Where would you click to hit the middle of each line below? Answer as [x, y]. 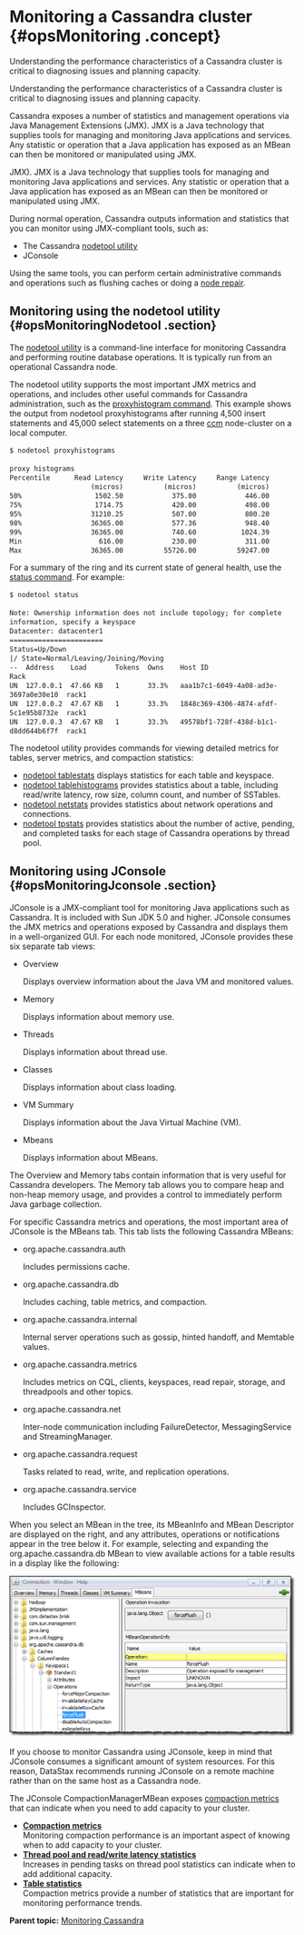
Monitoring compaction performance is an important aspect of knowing [156, 1835]
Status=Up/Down [38, 649]
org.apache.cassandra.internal [80, 1319]
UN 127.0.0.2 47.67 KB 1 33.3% [89, 703]
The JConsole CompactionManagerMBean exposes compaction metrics [144, 1799]
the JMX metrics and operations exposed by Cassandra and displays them [149, 927]
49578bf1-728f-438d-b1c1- [229, 722]
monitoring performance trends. [82, 1903]
